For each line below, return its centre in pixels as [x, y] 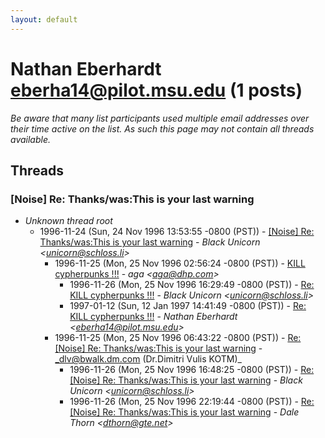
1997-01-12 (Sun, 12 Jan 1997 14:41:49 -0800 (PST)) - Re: [188, 306]
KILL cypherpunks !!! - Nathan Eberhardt [153, 317]
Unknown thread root [68, 221]
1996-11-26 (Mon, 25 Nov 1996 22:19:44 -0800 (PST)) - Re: [192, 402]
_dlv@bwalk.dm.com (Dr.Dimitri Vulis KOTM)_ [148, 359]
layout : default [44, 19]
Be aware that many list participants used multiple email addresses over [160, 118]
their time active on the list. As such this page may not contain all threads [162, 128]
